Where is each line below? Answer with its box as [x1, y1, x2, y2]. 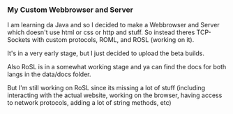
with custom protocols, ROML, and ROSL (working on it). [31, 36, 195, 44]
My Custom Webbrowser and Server [7, 5, 134, 15]
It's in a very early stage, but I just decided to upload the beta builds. [7, 49, 204, 57]
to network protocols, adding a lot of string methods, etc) [7, 99, 172, 107]
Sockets [7, 36, 31, 44]
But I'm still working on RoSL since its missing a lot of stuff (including [7, 84, 206, 92]
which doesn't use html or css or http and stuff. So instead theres [7, 28, 195, 36]
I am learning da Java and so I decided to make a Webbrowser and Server [7, 21, 220, 29]
